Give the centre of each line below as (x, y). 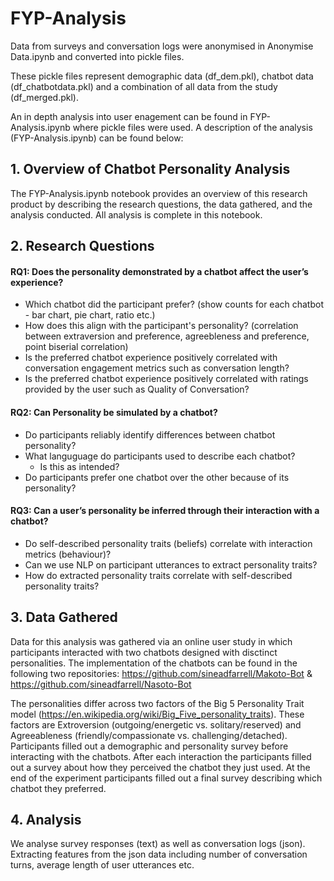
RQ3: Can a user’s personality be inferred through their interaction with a (165, 511)
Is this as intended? (79, 466)
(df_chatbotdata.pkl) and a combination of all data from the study (144, 86)
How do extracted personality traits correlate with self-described (158, 575)
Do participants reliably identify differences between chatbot (150, 434)
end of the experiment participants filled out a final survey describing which (166, 778)
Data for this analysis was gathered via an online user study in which (151, 641)
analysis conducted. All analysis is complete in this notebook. (136, 214)
